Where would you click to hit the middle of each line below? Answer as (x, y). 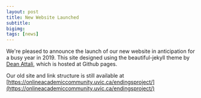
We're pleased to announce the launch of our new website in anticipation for (100, 51)
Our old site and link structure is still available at (65, 76)
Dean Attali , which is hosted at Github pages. (62, 64)
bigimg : (16, 29)
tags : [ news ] (22, 34)
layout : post (22, 12)
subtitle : (19, 23)
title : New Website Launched (43, 17)
